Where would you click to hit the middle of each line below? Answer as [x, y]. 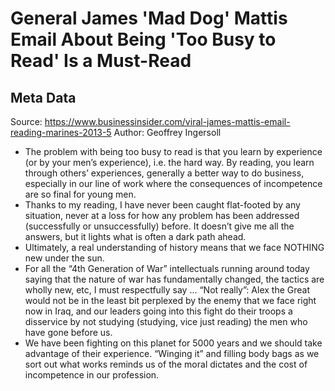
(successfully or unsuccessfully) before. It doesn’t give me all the [159, 226]
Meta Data [43, 97]
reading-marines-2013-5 [61, 132]
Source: [26, 121]
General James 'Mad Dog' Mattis [149, 18]
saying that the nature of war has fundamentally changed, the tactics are [174, 279]
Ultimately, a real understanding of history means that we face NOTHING [174, 247]
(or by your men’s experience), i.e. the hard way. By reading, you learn [169, 162]
